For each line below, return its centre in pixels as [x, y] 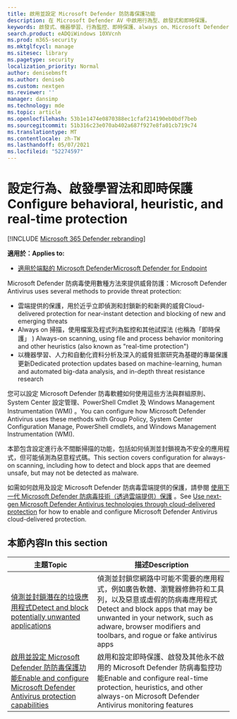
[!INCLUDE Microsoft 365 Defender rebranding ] [77, 238]
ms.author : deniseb [36, 79]
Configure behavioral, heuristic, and [115, 204]
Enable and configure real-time [156, 678]
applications [31, 625]
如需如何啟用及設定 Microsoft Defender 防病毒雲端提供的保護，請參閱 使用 [115, 487]
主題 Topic [51, 564]
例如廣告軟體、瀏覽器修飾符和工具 [168, 588]
